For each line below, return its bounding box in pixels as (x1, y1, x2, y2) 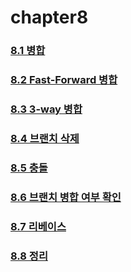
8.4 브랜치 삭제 (10, 131, 80, 145)
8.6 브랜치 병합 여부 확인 (10, 190, 122, 204)
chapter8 (10, 6, 89, 29)
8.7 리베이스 (10, 219, 67, 233)
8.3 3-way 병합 (10, 102, 83, 116)
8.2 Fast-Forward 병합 (10, 73, 118, 87)
